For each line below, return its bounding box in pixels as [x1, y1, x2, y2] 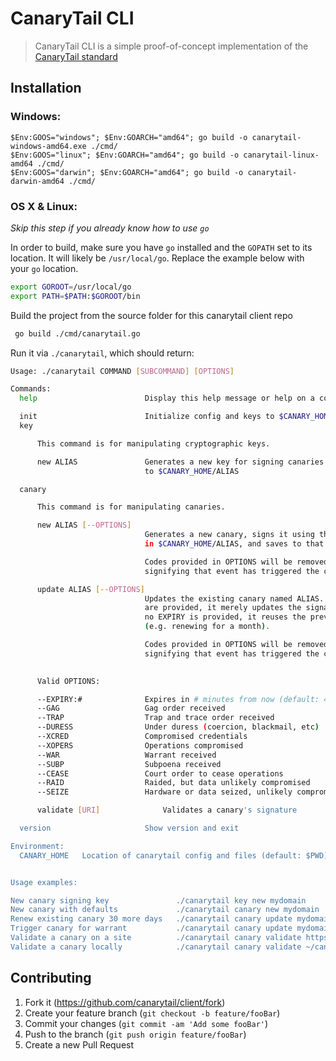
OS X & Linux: [10, 199, 78, 213]
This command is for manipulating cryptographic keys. [36, 438, 271, 449]
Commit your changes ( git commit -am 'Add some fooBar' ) [24, 1017, 269, 1029]
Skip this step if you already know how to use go [10, 222, 210, 234]
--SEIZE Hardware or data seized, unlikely [36, 787, 293, 797]
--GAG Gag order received [36, 703, 226, 714]
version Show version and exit [19, 823, 240, 834]
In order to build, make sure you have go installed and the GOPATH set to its [10, 241, 313, 253]
